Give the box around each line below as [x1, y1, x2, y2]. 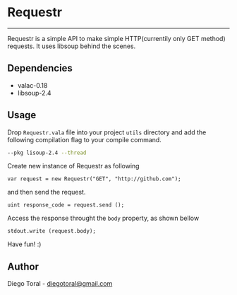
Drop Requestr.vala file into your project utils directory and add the [7, 128, 207, 137]
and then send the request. [7, 188, 86, 197]
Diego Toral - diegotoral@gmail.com [7, 279, 113, 288]
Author [7, 260, 39, 272]
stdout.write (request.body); [7, 228, 97, 235]
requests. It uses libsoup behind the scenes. [7, 42, 136, 50]
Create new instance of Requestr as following [7, 162, 140, 170]
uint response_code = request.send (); [7, 202, 125, 209]
